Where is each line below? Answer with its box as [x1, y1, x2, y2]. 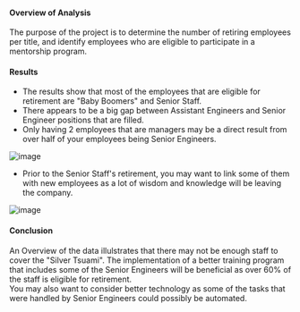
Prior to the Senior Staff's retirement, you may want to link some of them [21, 168, 290, 179]
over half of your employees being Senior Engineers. [21, 134, 217, 145]
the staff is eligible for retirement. [9, 274, 133, 284]
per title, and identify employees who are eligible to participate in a [9, 37, 255, 47]
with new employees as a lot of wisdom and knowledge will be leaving [21, 178, 282, 189]
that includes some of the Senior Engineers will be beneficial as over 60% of [9, 264, 292, 274]
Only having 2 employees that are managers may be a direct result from [21, 124, 287, 135]
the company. [21, 188, 73, 198]
